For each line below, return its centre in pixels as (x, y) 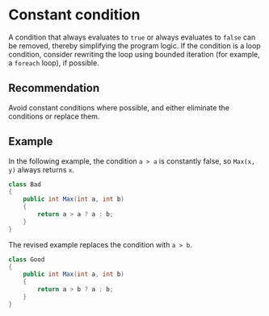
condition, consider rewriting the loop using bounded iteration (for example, (134, 54)
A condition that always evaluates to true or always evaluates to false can (132, 37)
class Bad (25, 184)
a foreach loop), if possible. (54, 63)
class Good (27, 260)
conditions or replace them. (54, 116)
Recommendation (54, 88)
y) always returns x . (42, 169)
